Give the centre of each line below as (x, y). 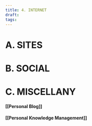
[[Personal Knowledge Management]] (46, 118)
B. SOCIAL (28, 68)
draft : (12, 15)
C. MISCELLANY (41, 91)
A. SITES (24, 45)
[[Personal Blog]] (24, 106)
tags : (11, 19)
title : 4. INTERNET (26, 10)
